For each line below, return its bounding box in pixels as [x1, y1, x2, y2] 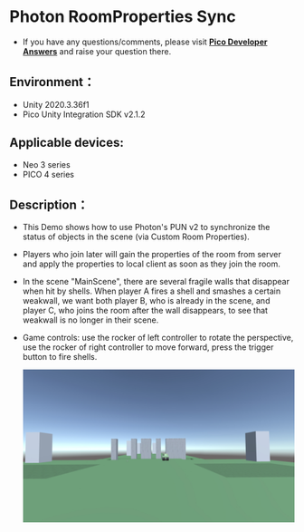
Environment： [9, 74, 96, 90]
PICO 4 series [22, 169, 75, 179]
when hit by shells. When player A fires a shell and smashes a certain [22, 285, 281, 296]
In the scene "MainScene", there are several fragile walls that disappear [22, 276, 290, 287]
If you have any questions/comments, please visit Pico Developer [22, 36, 268, 47]
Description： [9, 197, 89, 212]
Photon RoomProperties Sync [9, 6, 237, 27]
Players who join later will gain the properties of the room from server [22, 249, 282, 260]
